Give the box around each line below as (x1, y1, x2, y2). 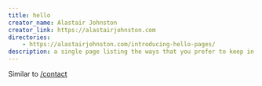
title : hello (8, 11, 51, 20)
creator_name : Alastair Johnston (8, 19, 118, 27)
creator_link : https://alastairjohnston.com (8, 26, 156, 34)
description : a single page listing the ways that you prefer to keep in (8, 48, 255, 56)
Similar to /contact (8, 70, 68, 78)
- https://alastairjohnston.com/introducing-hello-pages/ (22, 41, 216, 48)
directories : (8, 33, 51, 41)
